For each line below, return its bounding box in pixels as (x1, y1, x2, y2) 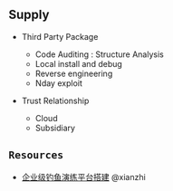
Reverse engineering (34, 68, 113, 79)
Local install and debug (34, 58, 123, 69)
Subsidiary (34, 122, 76, 133)
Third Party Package (21, 31, 99, 42)
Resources (8, 148, 64, 162)
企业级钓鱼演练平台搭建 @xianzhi (21, 171, 146, 182)
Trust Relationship (21, 95, 90, 106)
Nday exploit (34, 77, 82, 89)
